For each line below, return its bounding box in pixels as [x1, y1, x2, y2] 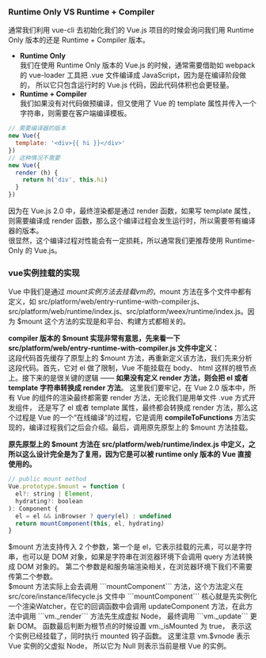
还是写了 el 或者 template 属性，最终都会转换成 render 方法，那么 [37, 403, 251, 412]
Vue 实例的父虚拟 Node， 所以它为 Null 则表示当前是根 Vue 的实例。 [8, 641, 231, 651]
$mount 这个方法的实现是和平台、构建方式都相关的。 [17, 316, 190, 327]
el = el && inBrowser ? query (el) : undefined [15, 512, 172, 520]
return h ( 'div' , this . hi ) [22, 176, 108, 184]
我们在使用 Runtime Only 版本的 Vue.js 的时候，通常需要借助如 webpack [19, 60, 256, 70]
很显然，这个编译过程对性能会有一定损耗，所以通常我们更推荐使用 [8, 236, 223, 246]
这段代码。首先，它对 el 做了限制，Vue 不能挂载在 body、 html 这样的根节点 [8, 363, 257, 373]
